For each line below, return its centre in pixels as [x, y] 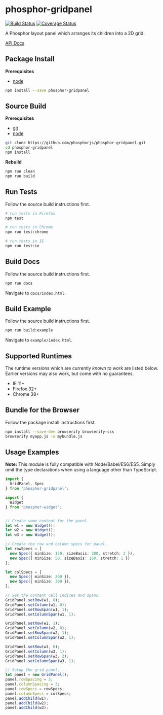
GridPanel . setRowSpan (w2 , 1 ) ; [37, 633]
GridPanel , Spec [27, 484]
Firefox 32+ [25, 389]
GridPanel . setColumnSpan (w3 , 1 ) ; [40, 661]
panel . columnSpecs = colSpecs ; [38, 694]
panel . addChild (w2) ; [27, 703]
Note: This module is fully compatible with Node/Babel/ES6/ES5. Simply [80, 464]
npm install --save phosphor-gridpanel [47, 90]
